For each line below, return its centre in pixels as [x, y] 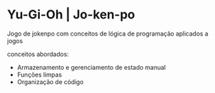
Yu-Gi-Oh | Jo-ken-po [71, 15]
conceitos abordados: [38, 54]
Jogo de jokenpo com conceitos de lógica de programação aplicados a [108, 34]
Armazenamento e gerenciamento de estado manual [91, 67]
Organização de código [50, 81]
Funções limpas [39, 75]
